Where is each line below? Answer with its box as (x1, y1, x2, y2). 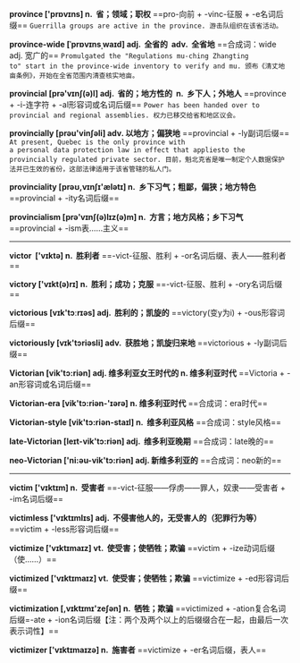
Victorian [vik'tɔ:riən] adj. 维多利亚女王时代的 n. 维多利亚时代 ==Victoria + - (9, 368, 291, 378)
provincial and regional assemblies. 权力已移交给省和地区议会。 (9, 111, 240, 120)
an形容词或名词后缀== (9, 379, 92, 389)
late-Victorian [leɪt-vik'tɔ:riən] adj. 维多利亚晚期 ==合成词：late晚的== (9, 436, 274, 446)
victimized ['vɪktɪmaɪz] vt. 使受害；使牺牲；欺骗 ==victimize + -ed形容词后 (9, 573, 290, 583)
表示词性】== (9, 625, 60, 636)
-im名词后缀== (9, 494, 64, 504)
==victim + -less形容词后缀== (9, 523, 120, 534)
